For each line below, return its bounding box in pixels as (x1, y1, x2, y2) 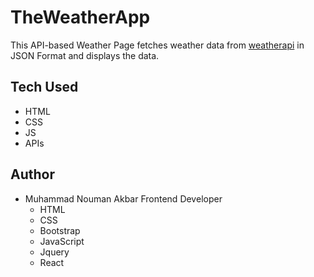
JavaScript (39, 235, 85, 247)
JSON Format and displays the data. (10, 49, 160, 61)
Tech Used (10, 79, 79, 96)
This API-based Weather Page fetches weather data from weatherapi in (10, 39, 305, 51)
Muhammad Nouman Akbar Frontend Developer (24, 192, 223, 205)
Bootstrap (39, 224, 81, 236)
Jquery (39, 246, 70, 258)
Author (10, 166, 55, 183)
